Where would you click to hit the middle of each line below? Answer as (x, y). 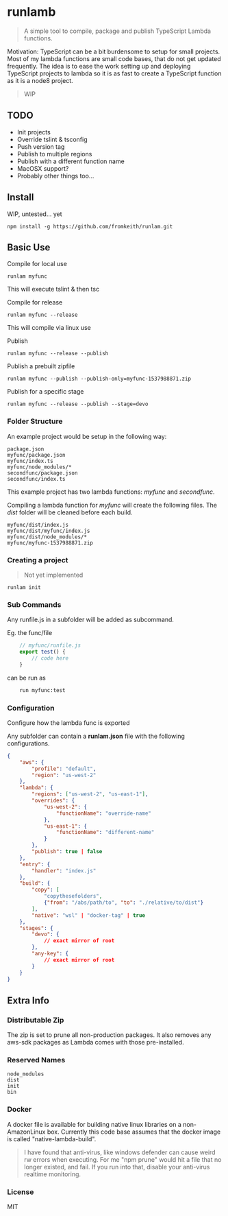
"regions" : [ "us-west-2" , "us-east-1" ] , (90, 794)
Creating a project (38, 560)
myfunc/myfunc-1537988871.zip (50, 543)
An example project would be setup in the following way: (87, 436)
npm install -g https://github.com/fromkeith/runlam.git (90, 226)
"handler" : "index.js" (64, 871)
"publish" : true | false (67, 852)
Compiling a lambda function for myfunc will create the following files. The (112, 505)
